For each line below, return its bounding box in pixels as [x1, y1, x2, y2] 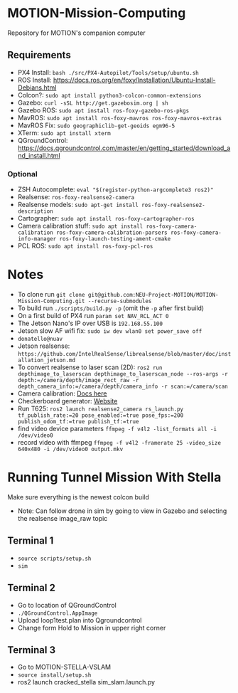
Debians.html [17, 83, 57, 92]
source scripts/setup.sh [17, 555, 92, 562]
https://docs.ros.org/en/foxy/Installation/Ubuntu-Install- [53, 75, 216, 84]
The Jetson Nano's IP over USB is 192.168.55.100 [17, 319, 163, 327]
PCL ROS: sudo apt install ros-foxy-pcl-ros [17, 242, 153, 250]
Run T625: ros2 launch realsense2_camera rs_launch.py [17, 404, 184, 413]
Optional [7, 169, 38, 179]
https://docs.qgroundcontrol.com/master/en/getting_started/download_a [17, 144, 231, 152]
